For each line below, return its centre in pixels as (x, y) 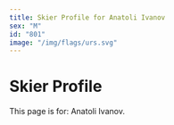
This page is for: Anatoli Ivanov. (67, 112)
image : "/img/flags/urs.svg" (63, 42)
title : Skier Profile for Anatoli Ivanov (87, 17)
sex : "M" (25, 26)
